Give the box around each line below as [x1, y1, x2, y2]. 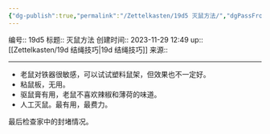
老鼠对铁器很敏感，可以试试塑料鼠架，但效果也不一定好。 [19, 69, 211, 79]
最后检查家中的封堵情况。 [8, 116, 93, 126]
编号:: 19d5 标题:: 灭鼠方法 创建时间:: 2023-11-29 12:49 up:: [8, 35, 203, 44]
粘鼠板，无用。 [19, 79, 70, 89]
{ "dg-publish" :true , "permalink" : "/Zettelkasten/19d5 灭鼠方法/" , [8, 11, 227, 20]
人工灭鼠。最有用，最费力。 [19, 99, 112, 109]
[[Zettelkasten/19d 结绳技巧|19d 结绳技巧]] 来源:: [8, 45, 169, 55]
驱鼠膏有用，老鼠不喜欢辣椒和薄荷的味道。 [19, 89, 162, 99]
